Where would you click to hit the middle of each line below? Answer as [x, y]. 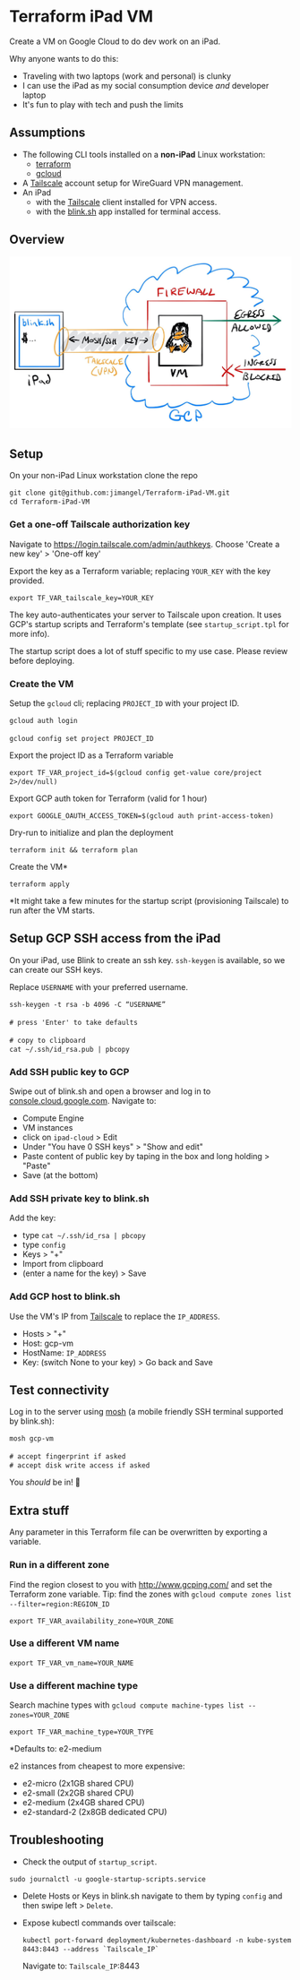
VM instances [47, 1127]
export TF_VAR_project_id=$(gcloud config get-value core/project [136, 772]
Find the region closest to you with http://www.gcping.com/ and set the [141, 1584]
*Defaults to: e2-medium [56, 1749]
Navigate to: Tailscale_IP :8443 [81, 1966]
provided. [27, 581]
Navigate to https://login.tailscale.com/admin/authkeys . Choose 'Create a [145, 544]
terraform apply [39, 884]
